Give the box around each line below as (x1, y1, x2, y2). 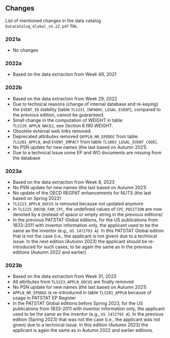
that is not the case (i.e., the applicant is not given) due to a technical (12, 233, 157, 239)
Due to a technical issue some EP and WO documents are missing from (12, 149, 161, 155)
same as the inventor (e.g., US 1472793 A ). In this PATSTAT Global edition (12, 228, 164, 233)
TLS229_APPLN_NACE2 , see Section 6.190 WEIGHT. (12, 122, 113, 128)
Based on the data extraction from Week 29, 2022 (12, 95, 118, 102)
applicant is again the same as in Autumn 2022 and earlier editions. (12, 327, 154, 333)
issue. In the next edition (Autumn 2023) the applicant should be (12, 239, 148, 244)
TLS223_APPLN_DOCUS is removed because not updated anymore (12, 200, 144, 207)
